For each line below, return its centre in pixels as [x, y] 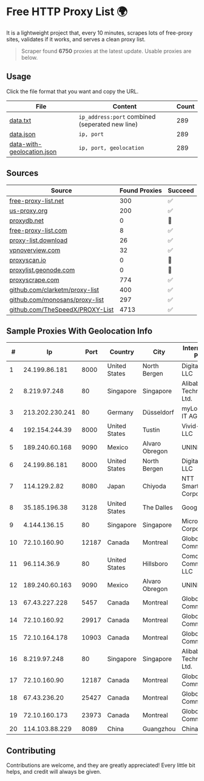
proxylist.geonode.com [42, 270]
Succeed [181, 191]
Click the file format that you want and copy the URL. [72, 91]
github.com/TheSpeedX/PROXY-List [62, 309]
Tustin [151, 430]
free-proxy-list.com [39, 230]
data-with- [26, 144]
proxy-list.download [39, 240]
